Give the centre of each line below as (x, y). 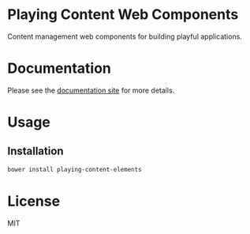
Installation (35, 151)
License (34, 201)
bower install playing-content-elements (75, 169)
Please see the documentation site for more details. (91, 90)
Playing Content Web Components (123, 15)
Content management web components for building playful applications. (125, 36)
